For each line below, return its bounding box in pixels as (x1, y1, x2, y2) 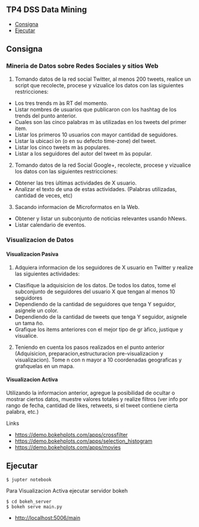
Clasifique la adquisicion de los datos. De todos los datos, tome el (14, 281, 176, 288)
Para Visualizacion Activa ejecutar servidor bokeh (6, 487, 128, 494)
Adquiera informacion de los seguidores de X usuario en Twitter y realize (14, 263, 194, 271)
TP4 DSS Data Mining (6, 5, 87, 15)
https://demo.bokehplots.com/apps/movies (14, 443, 121, 450)
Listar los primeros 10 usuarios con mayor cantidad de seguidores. (14, 131, 178, 138)
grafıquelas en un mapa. (14, 362, 75, 370)
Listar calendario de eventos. (14, 221, 86, 228)
